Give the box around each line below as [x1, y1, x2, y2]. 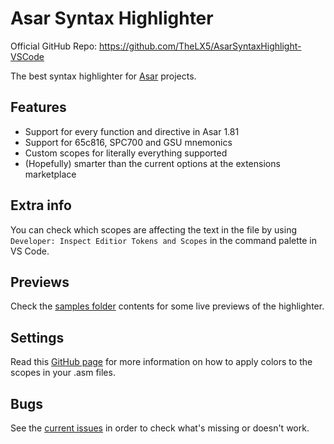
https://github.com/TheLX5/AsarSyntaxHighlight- [99, 40, 302, 52]
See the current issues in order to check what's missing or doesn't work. [10, 422, 310, 434]
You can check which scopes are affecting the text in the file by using [10, 223, 298, 236]
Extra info [10, 197, 72, 214]
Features [10, 99, 67, 116]
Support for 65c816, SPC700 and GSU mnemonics [24, 136, 233, 148]
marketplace [24, 168, 77, 180]
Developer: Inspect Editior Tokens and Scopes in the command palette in [10, 234, 317, 246]
